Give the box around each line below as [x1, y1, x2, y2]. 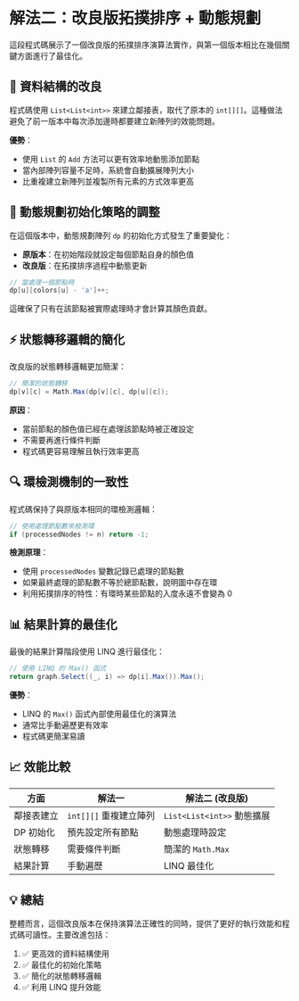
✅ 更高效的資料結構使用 [21, 947, 109, 959]
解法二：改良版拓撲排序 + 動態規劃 [9, 8, 262, 29]
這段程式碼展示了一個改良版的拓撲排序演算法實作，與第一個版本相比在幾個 [9, 39, 282, 50]
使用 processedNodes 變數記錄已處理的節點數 [21, 566, 184, 576]
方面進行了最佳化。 [16, 50, 87, 61]
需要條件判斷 [67, 842, 122, 855]
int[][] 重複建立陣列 [67, 809, 156, 822]
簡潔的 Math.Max [163, 842, 230, 855]
